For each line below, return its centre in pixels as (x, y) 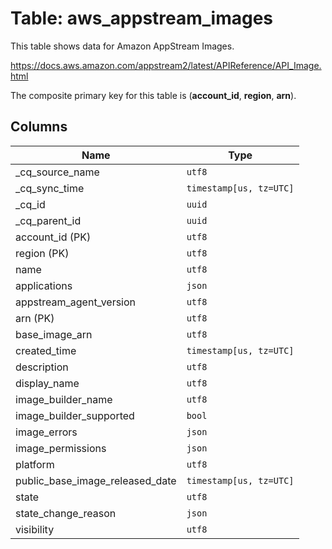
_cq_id (30, 204)
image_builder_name (64, 399)
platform (35, 464)
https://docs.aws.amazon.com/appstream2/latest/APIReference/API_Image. (166, 65)
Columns (39, 127)
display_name (47, 383)
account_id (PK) (53, 237)
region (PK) (42, 253)
